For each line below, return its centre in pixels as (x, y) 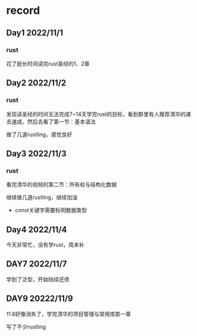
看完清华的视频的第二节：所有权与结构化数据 (62, 185)
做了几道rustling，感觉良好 (39, 134)
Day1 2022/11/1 (35, 33)
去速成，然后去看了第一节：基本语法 (51, 122)
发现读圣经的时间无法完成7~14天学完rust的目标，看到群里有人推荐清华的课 (98, 114)
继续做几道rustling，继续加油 (42, 198)
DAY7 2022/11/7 (37, 264)
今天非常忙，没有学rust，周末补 (45, 245)
